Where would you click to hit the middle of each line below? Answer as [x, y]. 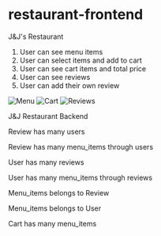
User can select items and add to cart [80, 60]
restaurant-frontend [76, 15]
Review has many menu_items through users [81, 147]
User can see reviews [55, 77]
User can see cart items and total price [83, 68]
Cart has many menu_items [52, 223]
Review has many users [47, 131]
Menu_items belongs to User [55, 208]
